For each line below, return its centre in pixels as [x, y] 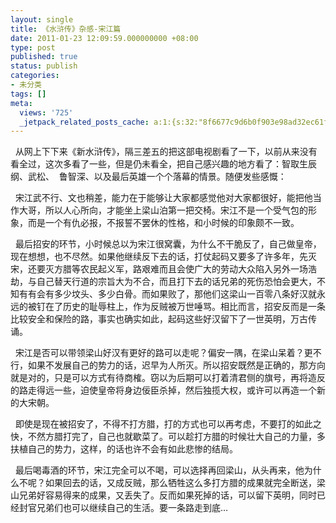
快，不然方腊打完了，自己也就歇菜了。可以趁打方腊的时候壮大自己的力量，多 [168, 437]
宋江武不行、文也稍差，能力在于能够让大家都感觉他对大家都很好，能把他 [163, 198]
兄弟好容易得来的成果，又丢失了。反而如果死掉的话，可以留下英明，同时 [167, 495]
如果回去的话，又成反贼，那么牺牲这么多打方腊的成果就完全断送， [180, 483]
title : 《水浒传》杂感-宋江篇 [66, 29]
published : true [44, 57]
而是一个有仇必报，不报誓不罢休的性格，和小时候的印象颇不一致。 [163, 223]
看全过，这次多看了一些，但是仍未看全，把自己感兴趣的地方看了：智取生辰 [163, 164]
